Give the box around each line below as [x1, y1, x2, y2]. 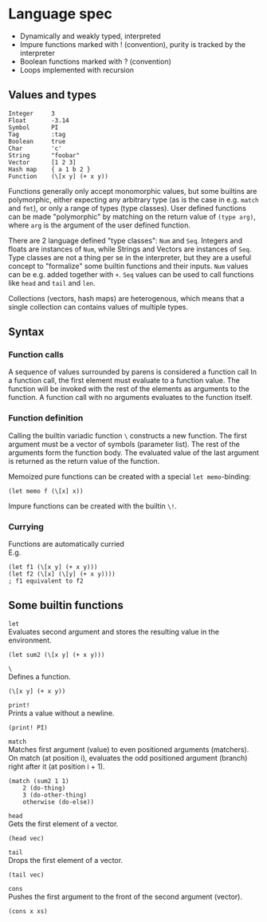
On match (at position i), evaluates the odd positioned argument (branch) [8, 753, 248, 762]
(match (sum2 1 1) [8, 777, 69, 785]
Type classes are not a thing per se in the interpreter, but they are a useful [8, 252, 252, 262]
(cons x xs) [8, 907, 48, 915]
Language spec [8, 5, 113, 23]
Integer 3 [8, 109, 56, 117]
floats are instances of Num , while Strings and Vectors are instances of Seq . [8, 244, 252, 254]
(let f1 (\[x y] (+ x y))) [8, 564, 98, 572]
